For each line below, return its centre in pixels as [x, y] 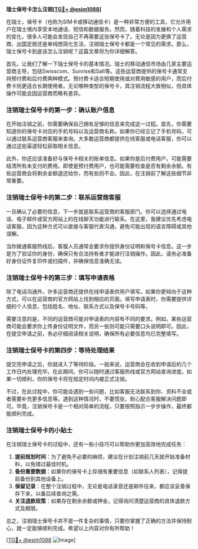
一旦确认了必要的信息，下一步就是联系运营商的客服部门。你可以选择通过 [94, 211]
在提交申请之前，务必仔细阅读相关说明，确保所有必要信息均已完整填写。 [94, 333]
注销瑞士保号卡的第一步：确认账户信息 [60, 110]
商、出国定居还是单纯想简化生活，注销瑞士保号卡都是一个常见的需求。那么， [99, 44]
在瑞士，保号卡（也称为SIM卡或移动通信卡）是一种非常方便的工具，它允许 [96, 22]
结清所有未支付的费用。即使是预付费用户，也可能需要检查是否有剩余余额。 [96, 166]
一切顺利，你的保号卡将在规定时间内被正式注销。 [70, 379]
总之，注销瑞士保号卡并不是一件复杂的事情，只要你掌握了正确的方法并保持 [96, 521]
